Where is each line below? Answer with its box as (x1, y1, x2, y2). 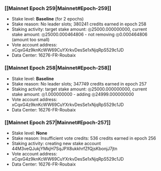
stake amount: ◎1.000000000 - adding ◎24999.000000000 (11, 91, 134, 97)
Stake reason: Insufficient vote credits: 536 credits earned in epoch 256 (11, 135, 157, 141)
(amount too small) (11, 37, 50, 43)
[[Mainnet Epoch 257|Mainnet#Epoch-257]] (4, 119, 111, 126)
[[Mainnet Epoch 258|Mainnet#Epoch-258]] (4, 64, 112, 71)
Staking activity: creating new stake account (11, 140, 101, 146)
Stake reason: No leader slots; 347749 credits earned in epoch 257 (11, 81, 147, 86)
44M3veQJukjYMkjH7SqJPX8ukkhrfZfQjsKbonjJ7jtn (11, 146, 118, 151)
